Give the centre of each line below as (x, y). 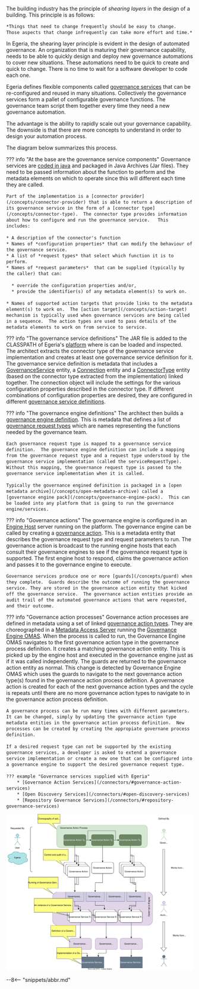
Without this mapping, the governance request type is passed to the (94, 467)
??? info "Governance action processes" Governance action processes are (97, 617)
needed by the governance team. (47, 432)
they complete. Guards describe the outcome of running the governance (98, 582)
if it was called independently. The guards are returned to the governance (97, 661)
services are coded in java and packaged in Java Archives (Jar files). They (97, 166)
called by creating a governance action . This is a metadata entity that (91, 533)
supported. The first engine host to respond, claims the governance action (97, 558)
